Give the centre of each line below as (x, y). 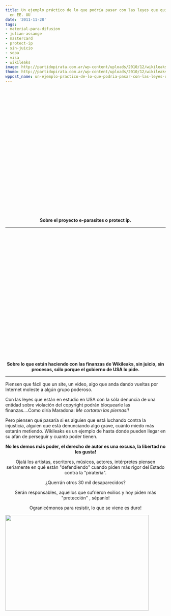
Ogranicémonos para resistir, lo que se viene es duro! (85, 508)
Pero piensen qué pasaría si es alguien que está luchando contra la (76, 420)
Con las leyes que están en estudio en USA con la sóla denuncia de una (81, 399)
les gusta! (85, 452)
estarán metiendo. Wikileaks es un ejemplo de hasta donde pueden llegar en (85, 431)
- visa (12, 58)
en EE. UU (20, 15)
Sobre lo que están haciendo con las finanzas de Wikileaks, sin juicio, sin (85, 364)
